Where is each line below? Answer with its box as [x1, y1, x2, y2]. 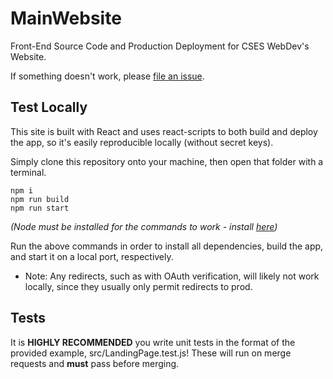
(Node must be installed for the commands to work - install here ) [10, 220, 278, 232]
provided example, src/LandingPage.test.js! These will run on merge [10, 347, 292, 359]
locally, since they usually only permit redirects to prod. [24, 280, 253, 292]
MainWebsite [10, 7, 122, 30]
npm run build [10, 194, 70, 204]
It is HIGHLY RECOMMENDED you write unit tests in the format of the [10, 336, 296, 348]
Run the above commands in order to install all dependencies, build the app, [10, 240, 324, 252]
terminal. [10, 166, 47, 178]
